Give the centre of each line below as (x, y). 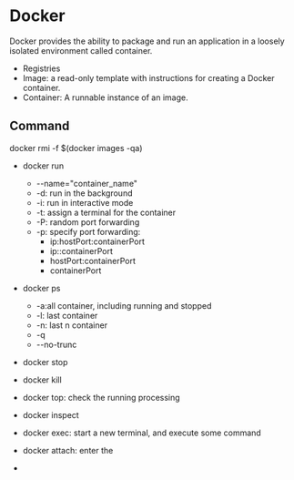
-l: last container (67, 315)
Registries (41, 68)
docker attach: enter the (68, 450)
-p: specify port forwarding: (88, 231)
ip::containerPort (81, 250)
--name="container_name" (87, 183)
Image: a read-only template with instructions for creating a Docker (148, 77)
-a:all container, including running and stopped (124, 305)
